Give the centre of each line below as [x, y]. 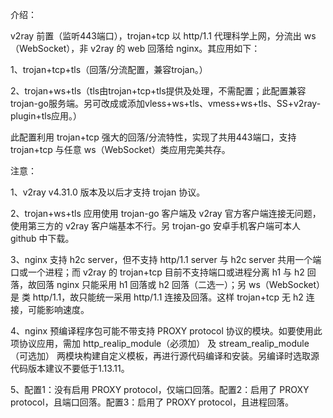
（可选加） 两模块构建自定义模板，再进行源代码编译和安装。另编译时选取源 [165, 356]
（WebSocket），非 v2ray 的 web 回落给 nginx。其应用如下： [135, 48]
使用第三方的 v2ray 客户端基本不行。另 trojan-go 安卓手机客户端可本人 [155, 226]
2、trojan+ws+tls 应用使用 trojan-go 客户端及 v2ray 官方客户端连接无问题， [166, 213]
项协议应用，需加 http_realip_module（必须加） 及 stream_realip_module [160, 343]
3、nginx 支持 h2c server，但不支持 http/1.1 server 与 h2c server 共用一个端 [166, 259]
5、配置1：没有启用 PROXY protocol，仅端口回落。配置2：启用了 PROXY [160, 389]
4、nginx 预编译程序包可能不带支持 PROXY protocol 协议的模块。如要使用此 [166, 331]
